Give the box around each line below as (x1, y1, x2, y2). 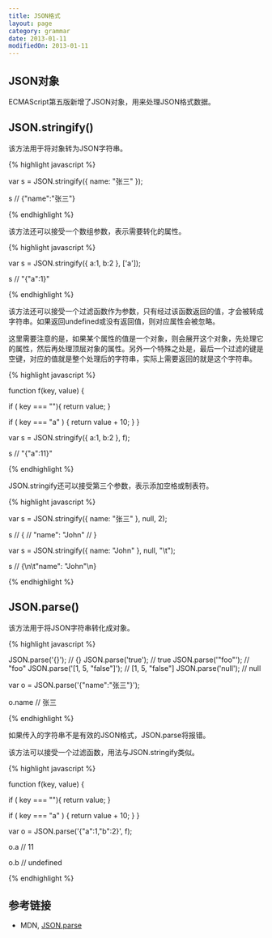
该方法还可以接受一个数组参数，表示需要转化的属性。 (8, 226, 186, 236)
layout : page (8, 19, 53, 28)
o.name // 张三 (8, 697, 57, 707)
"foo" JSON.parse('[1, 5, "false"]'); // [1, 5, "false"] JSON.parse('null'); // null (8, 663, 261, 673)
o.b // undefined (8, 857, 62, 867)
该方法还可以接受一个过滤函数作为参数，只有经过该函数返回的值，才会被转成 (8, 306, 264, 316)
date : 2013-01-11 (8, 34, 67, 43)
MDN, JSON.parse (19, 920, 83, 931)
